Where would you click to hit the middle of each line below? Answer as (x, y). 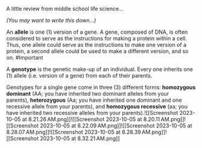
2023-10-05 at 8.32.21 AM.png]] (80, 138)
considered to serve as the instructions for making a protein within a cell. (97, 38)
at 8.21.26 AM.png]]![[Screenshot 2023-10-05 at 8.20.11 (91, 119)
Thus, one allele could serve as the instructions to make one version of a (96, 45)
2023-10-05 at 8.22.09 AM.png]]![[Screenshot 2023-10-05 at (116, 125)
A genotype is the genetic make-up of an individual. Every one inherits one (99, 69)
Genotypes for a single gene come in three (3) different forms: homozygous (101, 87)
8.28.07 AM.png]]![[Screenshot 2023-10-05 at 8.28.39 (74, 132)
